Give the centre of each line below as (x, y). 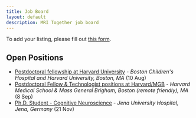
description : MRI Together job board (53, 22)
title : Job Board (27, 11)
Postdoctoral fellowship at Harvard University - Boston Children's (94, 72)
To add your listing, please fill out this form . (59, 39)
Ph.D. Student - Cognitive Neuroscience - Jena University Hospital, (97, 103)
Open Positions (35, 57)
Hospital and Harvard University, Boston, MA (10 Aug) (80, 78)
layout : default (26, 17)
